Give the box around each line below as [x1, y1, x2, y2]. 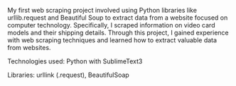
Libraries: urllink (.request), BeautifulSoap [7, 70, 129, 79]
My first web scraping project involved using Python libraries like [7, 6, 198, 14]
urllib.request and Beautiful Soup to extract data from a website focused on [7, 13, 228, 22]
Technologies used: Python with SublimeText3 [7, 57, 143, 66]
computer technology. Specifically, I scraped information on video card [7, 21, 215, 29]
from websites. [7, 44, 51, 51]
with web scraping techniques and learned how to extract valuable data [7, 36, 218, 44]
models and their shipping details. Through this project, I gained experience [7, 28, 229, 37]
